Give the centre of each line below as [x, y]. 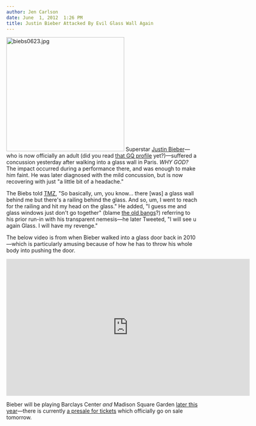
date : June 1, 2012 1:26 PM [45, 18]
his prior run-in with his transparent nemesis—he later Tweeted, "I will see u [101, 219]
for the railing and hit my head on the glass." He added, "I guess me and [96, 206]
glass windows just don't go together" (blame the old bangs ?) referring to [98, 213]
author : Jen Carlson [33, 12]
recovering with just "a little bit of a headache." [65, 182]
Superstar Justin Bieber [155, 149]
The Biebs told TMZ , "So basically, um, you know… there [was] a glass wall [100, 194]
